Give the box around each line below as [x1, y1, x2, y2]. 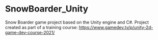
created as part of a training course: [5, 24, 78, 30]
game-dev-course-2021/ [5, 29, 55, 35]
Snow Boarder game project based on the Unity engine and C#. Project [5, 19, 149, 25]
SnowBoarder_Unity [5, 3, 88, 14]
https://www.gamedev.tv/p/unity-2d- [79, 24, 154, 30]
